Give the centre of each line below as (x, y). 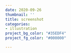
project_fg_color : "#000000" (36, 38)
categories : (18, 24)
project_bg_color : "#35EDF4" (36, 33)
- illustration (21, 29)
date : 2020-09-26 (23, 10)
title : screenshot (24, 19)
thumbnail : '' (20, 15)
